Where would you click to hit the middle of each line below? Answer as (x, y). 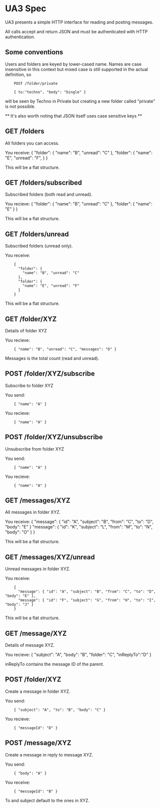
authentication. (20, 37)
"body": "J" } (20, 605)
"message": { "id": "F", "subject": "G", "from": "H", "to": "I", (87, 600)
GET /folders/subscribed (43, 183)
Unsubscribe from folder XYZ (35, 449)
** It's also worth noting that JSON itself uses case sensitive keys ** (74, 116)
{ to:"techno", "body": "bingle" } (50, 92)
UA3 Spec (26, 9)
